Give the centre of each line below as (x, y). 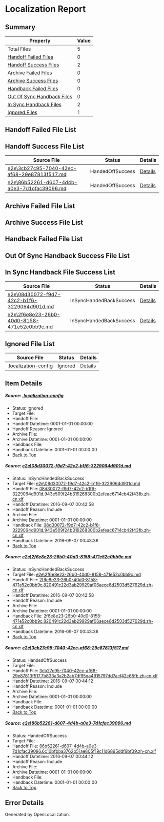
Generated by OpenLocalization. (38, 815)
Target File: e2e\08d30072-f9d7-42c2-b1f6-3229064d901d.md (76, 483)
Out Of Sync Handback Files (40, 96)
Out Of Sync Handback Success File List (68, 256)
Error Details (24, 803)
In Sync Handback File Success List (60, 272)
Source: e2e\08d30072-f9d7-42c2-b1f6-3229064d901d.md (68, 466)
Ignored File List (30, 344)
